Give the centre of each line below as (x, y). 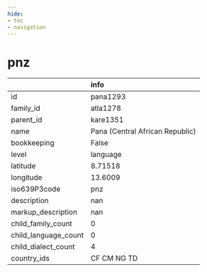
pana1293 (108, 97)
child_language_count (47, 235)
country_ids (30, 259)
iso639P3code (36, 189)
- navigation (27, 27)
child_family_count (41, 224)
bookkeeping (33, 143)
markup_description (44, 212)
